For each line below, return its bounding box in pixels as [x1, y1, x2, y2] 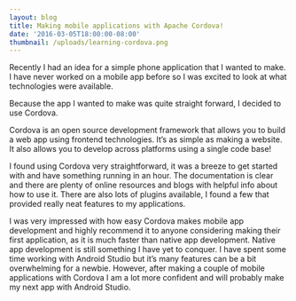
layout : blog [9, 12, 58, 22]
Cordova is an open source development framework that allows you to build [9, 125, 286, 136]
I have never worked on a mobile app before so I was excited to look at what [9, 72, 287, 83]
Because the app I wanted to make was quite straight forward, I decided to [9, 99, 282, 109]
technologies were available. [9, 81, 113, 91]
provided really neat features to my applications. [9, 199, 186, 210]
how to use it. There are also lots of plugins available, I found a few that [9, 189, 269, 200]
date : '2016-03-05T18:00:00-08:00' [9, 29, 141, 38]
